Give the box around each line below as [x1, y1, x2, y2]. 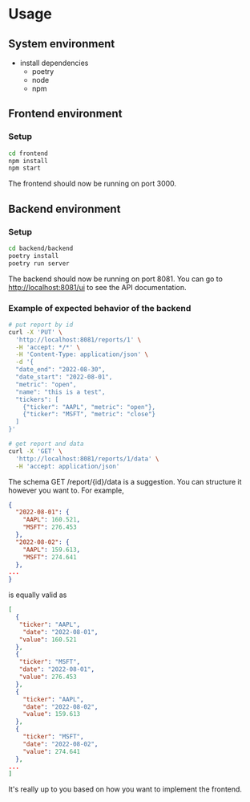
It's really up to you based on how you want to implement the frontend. [8, 784, 243, 794]
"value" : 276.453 [18, 673, 78, 681]
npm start [8, 164, 42, 173]
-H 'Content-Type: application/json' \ [15, 350, 149, 358]
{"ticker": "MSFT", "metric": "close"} [22, 411, 156, 419]
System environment [8, 37, 115, 51]
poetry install [8, 252, 59, 260]
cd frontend [8, 149, 48, 158]
